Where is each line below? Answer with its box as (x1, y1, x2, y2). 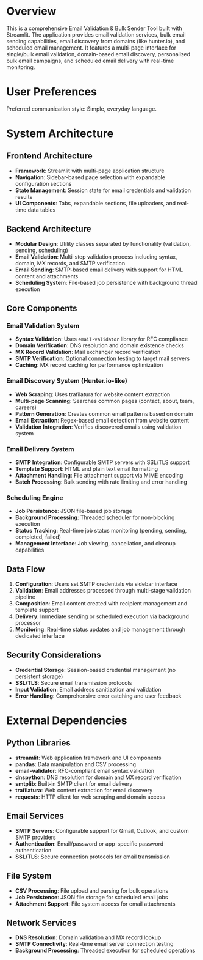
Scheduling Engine (6, 493, 63, 502)
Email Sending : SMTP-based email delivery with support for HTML (15, 266, 183, 273)
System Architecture (6, 127, 114, 141)
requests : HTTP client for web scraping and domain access (15, 793, 166, 800)
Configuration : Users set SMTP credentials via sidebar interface (15, 580, 178, 588)
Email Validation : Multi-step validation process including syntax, (15, 253, 178, 260)
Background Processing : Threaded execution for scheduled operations (15, 947, 196, 954)
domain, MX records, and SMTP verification (15, 259, 126, 267)
